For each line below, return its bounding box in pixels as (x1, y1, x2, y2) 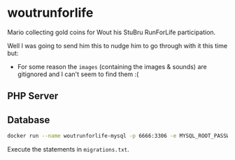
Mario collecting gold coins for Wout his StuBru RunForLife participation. (7, 28, 216, 36)
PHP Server (7, 90, 59, 102)
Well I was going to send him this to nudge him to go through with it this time (7, 41, 228, 50)
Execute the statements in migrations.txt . (7, 145, 129, 154)
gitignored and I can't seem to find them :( (17, 70, 139, 78)
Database (7, 114, 50, 126)
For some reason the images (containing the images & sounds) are (17, 62, 208, 71)
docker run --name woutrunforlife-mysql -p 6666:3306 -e (7, 133, 177, 140)
